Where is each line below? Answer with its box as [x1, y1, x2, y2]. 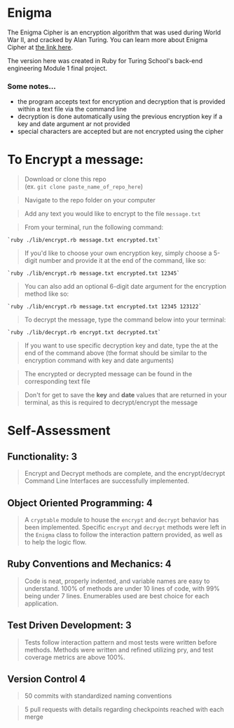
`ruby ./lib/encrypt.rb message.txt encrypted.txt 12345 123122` [7, 303, 202, 310]
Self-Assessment [7, 423, 111, 439]
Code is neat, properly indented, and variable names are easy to [24, 577, 210, 585]
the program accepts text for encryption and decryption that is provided [17, 97, 226, 106]
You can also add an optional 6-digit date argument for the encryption [24, 282, 226, 291]
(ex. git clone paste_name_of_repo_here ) [24, 182, 144, 191]
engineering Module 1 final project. [7, 64, 107, 72]
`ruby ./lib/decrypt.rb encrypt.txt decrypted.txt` [7, 329, 161, 336]
